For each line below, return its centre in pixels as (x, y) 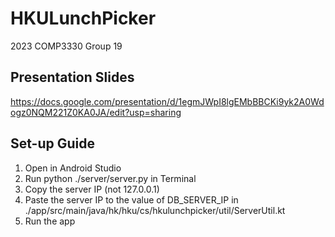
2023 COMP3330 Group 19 (66, 46)
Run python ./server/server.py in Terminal (110, 178)
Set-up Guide (52, 143)
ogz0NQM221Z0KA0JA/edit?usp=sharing (96, 112)
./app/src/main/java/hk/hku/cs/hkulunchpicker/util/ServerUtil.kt (155, 210)
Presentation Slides (72, 77)
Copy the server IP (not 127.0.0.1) (92, 189)
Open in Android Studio (73, 168)
